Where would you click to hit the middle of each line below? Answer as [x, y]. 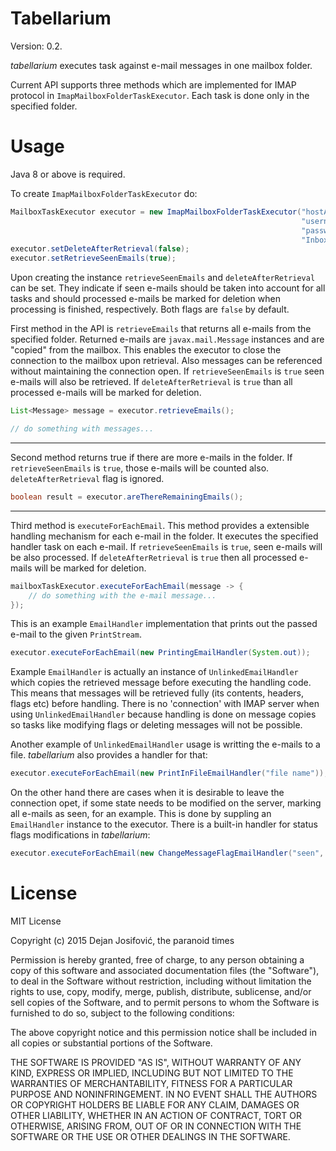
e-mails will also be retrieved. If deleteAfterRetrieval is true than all [151, 382]
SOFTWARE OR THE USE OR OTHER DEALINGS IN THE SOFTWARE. [150, 1136]
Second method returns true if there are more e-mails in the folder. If [151, 457]
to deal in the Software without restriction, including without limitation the [161, 981]
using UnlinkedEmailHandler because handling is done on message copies [163, 714]
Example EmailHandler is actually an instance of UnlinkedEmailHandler [154, 672]
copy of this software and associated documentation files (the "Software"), [165, 970]
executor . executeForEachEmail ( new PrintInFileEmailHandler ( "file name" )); [169, 773]
